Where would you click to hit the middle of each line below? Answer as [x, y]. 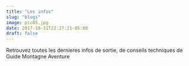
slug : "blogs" [24, 17]
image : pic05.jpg [27, 22]
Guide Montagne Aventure [38, 57]
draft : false [22, 34]
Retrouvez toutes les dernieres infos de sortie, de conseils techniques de [94, 50]
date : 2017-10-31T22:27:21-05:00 [47, 28]
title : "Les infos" [30, 11]
